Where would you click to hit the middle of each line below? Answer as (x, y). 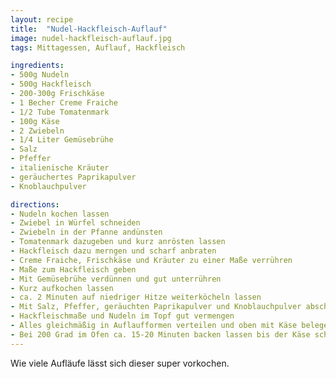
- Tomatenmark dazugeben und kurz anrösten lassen (118, 242)
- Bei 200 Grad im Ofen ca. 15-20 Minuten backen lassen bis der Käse (160, 334)
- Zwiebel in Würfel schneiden (75, 223)
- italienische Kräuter (60, 168)
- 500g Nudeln (40, 75)
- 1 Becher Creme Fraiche (64, 102)
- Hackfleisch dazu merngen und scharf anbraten (113, 251)
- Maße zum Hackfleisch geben (73, 269)
